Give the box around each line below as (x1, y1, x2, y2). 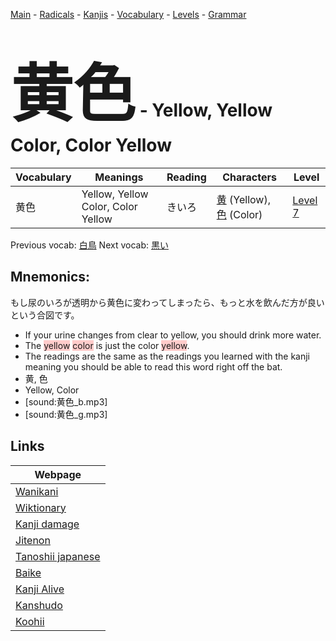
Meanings (94, 170, 144, 184)
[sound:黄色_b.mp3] (24, 395, 108, 408)
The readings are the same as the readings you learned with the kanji (24, 350, 311, 362)
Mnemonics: (10, 269, 91, 286)
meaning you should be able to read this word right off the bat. (24, 360, 283, 373)
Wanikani (15, 484, 59, 498)
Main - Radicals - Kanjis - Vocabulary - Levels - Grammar (10, 9, 247, 20)
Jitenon (15, 533, 51, 547)
